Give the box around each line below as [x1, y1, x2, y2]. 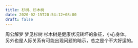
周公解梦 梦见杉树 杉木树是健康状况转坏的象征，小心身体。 [5, 31, 129, 37]
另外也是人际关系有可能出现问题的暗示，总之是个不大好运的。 [5, 37, 136, 43]
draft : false [5, 17, 33, 22]
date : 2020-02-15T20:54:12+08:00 [5, 12, 77, 17]
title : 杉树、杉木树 [5, 7, 45, 13]
